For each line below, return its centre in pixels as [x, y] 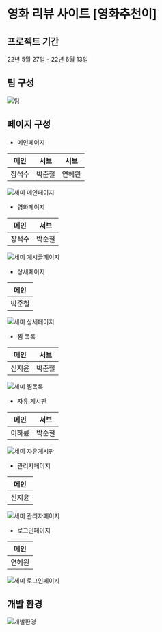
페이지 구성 [29, 124]
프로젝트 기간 [33, 41]
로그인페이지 [34, 530]
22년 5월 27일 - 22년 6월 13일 [48, 59]
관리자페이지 [34, 465]
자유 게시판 [32, 401]
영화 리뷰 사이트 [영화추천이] [82, 14]
